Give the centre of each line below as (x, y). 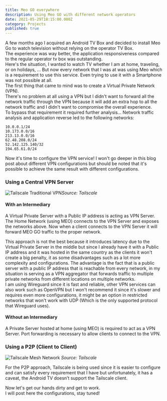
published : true (22, 29)
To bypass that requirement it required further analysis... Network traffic (79, 112)
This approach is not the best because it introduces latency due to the (78, 242)
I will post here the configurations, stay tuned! (53, 393)
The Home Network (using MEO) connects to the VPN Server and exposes (82, 221)
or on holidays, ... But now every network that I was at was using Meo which (84, 70)
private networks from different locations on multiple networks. (70, 279)
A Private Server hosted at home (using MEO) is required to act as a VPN (80, 328)
